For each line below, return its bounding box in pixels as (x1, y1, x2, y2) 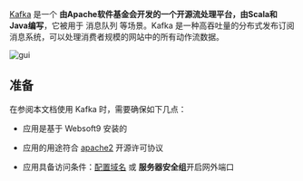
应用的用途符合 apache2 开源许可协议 (22, 142, 164, 153)
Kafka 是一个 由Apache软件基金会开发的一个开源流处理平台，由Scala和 (9, 9, 279, 19)
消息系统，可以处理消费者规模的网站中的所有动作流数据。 (9, 32, 224, 42)
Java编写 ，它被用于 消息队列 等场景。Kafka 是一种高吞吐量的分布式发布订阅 (9, 20, 295, 31)
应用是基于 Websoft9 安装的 (22, 122, 128, 134)
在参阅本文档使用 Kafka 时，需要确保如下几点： (9, 103, 187, 114)
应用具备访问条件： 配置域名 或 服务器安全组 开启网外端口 (22, 161, 234, 172)
